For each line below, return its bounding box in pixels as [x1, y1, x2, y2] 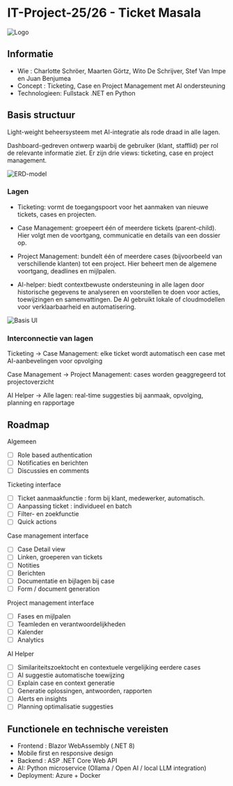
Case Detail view [17, 545, 66, 554]
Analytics [17, 635, 45, 644]
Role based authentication [17, 451, 93, 459]
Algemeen [7, 437, 37, 446]
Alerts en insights [17, 695, 67, 703]
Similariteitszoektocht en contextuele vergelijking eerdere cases [17, 663, 201, 672]
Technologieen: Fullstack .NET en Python [17, 89, 136, 97]
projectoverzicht [7, 378, 54, 386]
